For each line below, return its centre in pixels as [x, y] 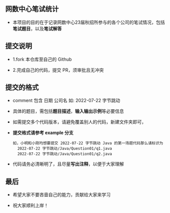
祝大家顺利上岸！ [30, 205]
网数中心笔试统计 [32, 9]
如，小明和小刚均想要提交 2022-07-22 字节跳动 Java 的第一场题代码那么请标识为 [88, 143]
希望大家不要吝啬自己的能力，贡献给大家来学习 [61, 195]
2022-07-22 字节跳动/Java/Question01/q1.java [65, 149]
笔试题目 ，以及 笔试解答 [37, 28]
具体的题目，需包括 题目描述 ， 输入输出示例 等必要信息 [68, 111]
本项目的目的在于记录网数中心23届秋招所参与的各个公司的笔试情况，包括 [89, 22]
